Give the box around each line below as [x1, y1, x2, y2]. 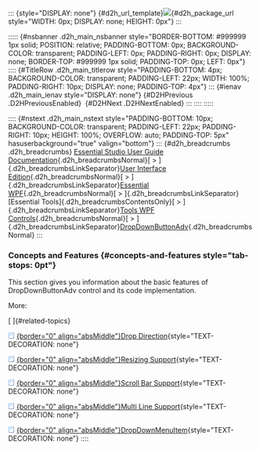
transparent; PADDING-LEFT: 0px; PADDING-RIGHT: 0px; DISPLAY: [35, 49, 252, 58]
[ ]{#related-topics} [8, 316, 71, 325]
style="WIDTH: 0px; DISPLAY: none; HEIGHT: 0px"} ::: [8, 16, 182, 26]
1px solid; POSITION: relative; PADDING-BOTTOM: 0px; [8, 40, 186, 49]
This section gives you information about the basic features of [8, 278, 209, 287]
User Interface [120, 164, 167, 172]
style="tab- [202, 249, 249, 260]
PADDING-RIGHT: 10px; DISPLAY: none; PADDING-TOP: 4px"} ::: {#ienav [8, 82, 241, 91]
